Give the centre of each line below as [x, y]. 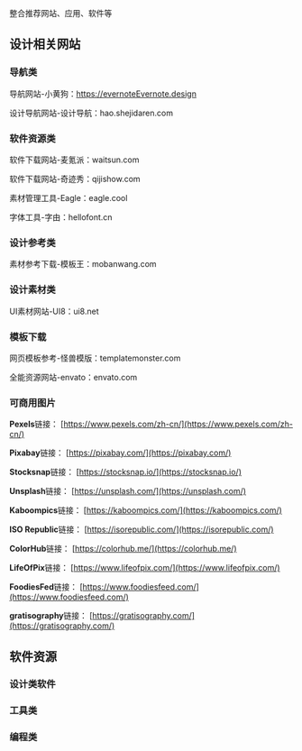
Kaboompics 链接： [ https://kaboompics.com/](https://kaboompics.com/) [146, 510]
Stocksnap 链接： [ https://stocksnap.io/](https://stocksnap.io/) [125, 472]
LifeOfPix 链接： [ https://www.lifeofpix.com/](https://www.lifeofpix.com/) [145, 568]
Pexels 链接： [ [37, 424]
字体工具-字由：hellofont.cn [61, 217]
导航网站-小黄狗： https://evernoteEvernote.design [103, 94]
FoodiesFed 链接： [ [46, 587]
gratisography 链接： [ [51, 616]
